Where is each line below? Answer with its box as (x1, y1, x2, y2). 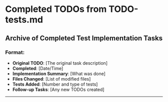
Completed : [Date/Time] (12, 65, 63, 71)
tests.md (5, 14, 43, 25)
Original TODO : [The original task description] (12, 60, 108, 66)
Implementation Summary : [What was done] (12, 71, 106, 77)
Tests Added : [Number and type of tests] (12, 81, 98, 87)
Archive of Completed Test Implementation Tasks (5, 34, 163, 42)
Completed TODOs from (5, 3, 107, 15)
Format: (5, 49, 25, 56)
